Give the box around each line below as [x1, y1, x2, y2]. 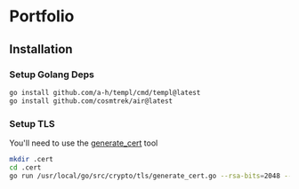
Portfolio [9, 6, 75, 27]
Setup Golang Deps [9, 68, 95, 81]
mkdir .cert [9, 154, 53, 163]
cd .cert [9, 162, 42, 172]
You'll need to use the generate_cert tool [9, 138, 158, 148]
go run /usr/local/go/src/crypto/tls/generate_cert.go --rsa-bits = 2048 [9, 171, 280, 180]
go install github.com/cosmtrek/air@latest [9, 96, 174, 106]
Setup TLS [9, 117, 55, 130]
